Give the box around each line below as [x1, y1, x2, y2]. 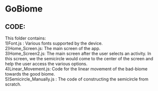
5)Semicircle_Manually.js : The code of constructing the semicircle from [5, 76, 149, 82]
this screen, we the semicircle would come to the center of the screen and [5, 56, 154, 61]
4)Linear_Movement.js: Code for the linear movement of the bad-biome [5, 66, 148, 72]
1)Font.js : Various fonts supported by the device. [5, 40, 103, 46]
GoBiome [5, 3, 43, 14]
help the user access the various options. [5, 61, 88, 66]
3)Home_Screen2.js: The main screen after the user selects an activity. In [5, 51, 151, 56]
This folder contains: [5, 35, 46, 41]
